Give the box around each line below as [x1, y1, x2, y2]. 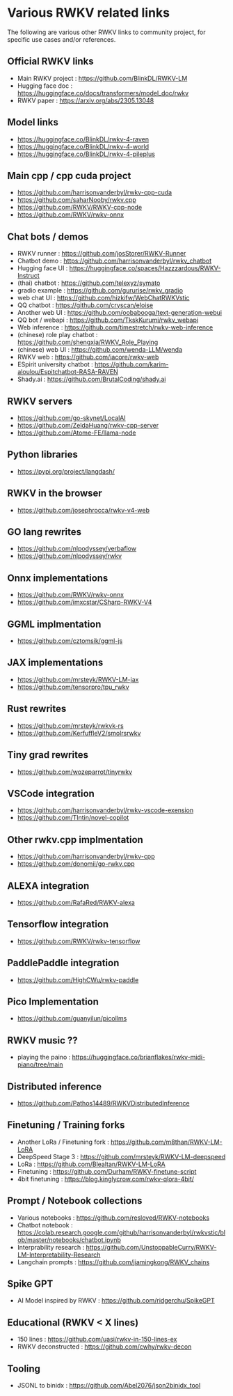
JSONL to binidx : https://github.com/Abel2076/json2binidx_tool [17, 1381, 201, 1390]
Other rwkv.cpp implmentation [7, 834, 144, 846]
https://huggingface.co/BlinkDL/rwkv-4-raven [17, 134, 150, 144]
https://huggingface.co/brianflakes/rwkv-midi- [72, 1053, 206, 1062]
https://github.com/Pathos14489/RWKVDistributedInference [17, 1099, 190, 1107]
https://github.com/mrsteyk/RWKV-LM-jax [17, 675, 139, 683]
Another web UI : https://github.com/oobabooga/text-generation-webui [17, 309, 223, 317]
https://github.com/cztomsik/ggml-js [17, 637, 123, 645]
